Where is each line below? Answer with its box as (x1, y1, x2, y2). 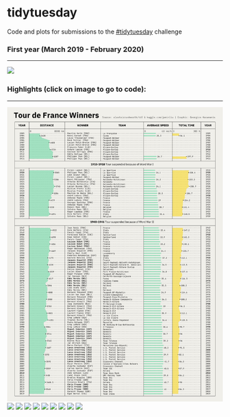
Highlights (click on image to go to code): (7, 84, 146, 94)
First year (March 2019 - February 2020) (7, 45, 144, 54)
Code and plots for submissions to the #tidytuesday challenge (7, 27, 183, 36)
